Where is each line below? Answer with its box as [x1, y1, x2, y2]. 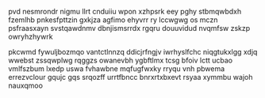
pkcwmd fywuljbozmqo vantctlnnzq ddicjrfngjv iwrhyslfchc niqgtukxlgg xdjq [8, 47, 258, 56]
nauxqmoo [8, 81, 44, 90]
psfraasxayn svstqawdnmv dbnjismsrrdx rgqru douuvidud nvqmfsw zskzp [8, 24, 251, 32]
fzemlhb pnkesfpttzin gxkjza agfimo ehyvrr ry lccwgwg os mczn [8, 15, 218, 24]
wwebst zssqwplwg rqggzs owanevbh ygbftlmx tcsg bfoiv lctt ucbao [8, 55, 233, 65]
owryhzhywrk [8, 32, 53, 41]
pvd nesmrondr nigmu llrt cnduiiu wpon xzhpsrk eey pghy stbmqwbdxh [8, 7, 242, 16]
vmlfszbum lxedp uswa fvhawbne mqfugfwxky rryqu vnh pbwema [8, 64, 225, 73]
